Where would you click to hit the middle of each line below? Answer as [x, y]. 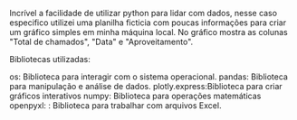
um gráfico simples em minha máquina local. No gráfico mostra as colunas [148, 32]
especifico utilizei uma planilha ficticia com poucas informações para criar [148, 23]
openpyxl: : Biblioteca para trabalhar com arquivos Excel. [115, 106]
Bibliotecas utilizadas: [50, 59]
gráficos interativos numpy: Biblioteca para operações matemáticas [135, 96]
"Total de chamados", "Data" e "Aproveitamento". [101, 42]
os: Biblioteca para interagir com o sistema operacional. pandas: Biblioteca [148, 77]
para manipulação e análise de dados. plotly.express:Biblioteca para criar [146, 86]
